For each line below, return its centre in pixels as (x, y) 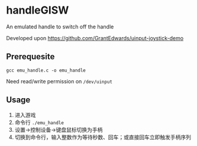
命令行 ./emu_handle (39, 122)
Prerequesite (30, 57)
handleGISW (38, 10)
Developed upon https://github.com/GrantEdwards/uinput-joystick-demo (95, 38)
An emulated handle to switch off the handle (60, 27)
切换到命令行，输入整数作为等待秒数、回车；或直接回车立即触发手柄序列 (103, 137)
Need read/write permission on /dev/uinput (59, 81)
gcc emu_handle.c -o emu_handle (46, 70)
